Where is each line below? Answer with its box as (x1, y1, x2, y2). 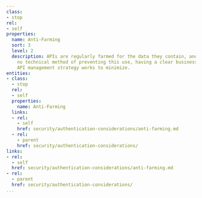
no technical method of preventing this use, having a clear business (17, 59, 198, 65)
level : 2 (11, 48, 34, 54)
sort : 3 (11, 43, 31, 49)
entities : (6, 70, 31, 76)
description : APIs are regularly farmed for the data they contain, (11, 53, 187, 59)
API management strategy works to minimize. (17, 64, 130, 71)
